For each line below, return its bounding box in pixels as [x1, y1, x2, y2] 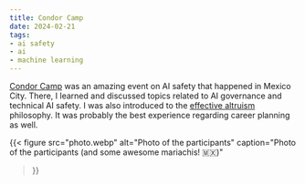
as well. [9, 119, 38, 130]
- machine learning [9, 56, 84, 65]
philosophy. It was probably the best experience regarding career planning [9, 110, 290, 120]
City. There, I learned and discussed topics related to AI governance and [9, 90, 282, 101]
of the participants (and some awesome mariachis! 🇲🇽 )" [9, 147, 224, 158]
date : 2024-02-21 [9, 22, 76, 31]
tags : [9, 30, 30, 39]
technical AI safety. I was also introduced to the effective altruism [9, 100, 256, 110]
